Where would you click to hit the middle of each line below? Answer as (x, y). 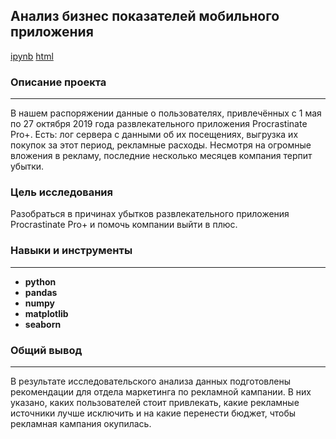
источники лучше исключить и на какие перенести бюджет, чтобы (153, 413)
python (40, 281)
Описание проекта (58, 82)
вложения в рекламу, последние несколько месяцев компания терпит (161, 156)
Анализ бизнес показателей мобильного (145, 16)
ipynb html (32, 56)
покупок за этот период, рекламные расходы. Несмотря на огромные (161, 145)
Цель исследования (62, 192)
